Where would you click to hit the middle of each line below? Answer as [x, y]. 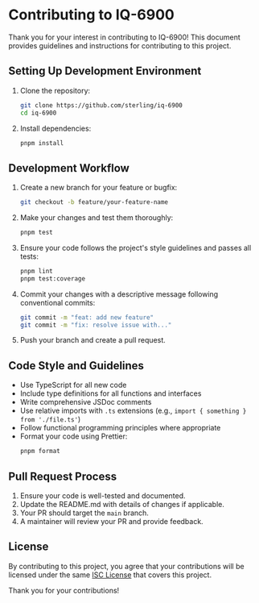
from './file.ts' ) [50, 419]
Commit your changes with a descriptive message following [119, 294]
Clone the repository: [55, 90]
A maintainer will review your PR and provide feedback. [111, 521]
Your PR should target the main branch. [84, 513]
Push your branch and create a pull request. [93, 340]
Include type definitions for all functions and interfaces [111, 393]
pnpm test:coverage [53, 279]
